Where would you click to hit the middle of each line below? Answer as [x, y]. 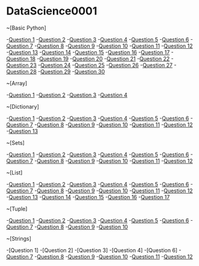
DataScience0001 [52, 11]
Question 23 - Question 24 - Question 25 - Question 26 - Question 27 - [91, 65]
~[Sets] [16, 142]
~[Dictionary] [23, 106]
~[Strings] [19, 238]
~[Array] [17, 83]
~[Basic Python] [26, 28]
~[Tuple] [17, 209]
